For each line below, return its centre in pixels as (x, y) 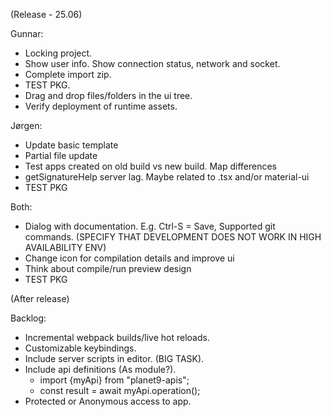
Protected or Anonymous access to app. (108, 401)
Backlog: (28, 318)
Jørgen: (26, 125)
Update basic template (71, 145)
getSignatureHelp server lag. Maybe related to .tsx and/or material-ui (167, 177)
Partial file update (61, 155)
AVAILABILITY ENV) (65, 247)
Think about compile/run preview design (108, 268)
